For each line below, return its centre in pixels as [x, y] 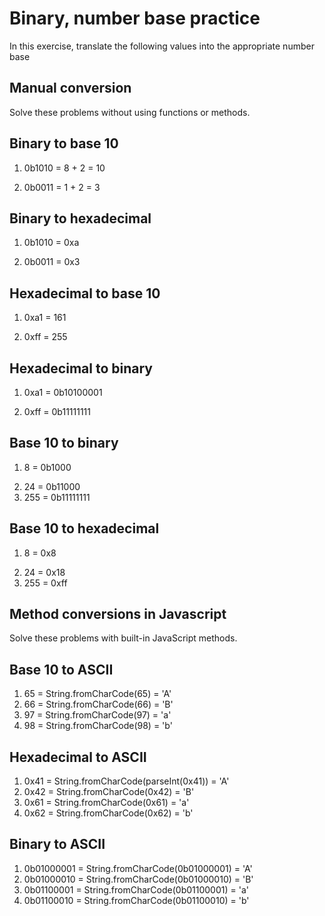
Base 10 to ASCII [61, 669]
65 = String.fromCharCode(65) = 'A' [97, 694]
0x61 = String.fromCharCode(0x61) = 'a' [106, 803]
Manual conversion [70, 88]
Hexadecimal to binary [81, 368]
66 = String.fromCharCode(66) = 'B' [98, 704]
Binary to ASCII [57, 844]
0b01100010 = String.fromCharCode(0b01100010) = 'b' [136, 900]
